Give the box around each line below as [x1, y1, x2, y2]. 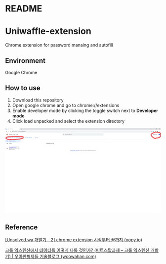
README [5, 3, 42, 14]
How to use [5, 84, 41, 92]
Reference [5, 223, 38, 231]
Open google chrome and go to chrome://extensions [12, 102, 120, 108]
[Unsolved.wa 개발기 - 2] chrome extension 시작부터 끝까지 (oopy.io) [5, 237, 142, 243]
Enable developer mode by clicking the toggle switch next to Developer [12, 107, 159, 113]
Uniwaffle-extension [5, 26, 91, 37]
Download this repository [12, 97, 64, 103]
